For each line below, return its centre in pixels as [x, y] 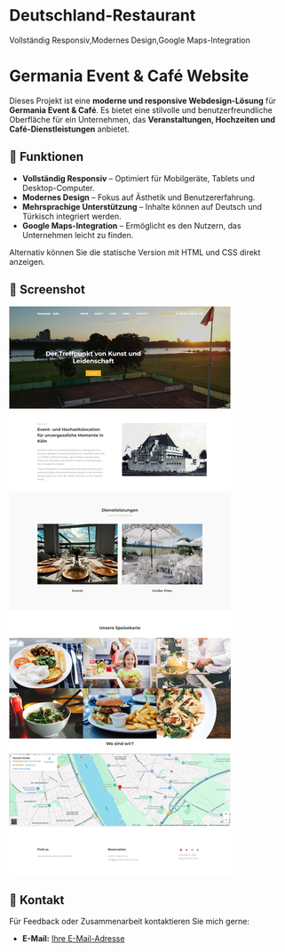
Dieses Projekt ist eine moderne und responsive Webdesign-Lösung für [143, 100]
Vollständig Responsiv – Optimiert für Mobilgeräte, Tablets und [138, 178]
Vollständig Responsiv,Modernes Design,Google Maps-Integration [130, 40]
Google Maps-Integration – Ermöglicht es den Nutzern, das [131, 225]
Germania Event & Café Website [129, 76]
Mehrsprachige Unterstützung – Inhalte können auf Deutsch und [142, 206]
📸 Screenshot [47, 290]
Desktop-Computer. [58, 188]
